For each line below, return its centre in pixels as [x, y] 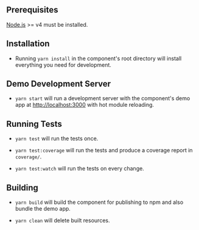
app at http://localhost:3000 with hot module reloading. [84, 105]
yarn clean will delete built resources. [62, 220]
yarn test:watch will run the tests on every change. [79, 169]
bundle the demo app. [43, 209]
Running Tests [34, 124]
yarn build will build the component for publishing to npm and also [99, 202]
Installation [28, 44]
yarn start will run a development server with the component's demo [103, 98]
